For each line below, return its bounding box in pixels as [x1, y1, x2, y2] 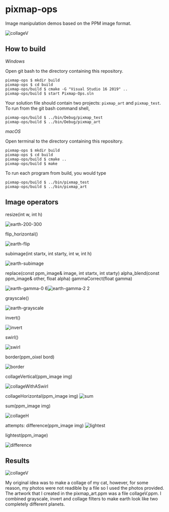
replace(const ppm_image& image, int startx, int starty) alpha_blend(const [5, 270, 159, 276]
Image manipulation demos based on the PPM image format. [5, 20, 132, 26]
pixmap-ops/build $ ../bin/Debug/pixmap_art [5, 119, 101, 124]
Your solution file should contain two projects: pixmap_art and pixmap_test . [5, 100, 161, 106]
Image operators [5, 198, 59, 207]
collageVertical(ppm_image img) [5, 373, 72, 380]
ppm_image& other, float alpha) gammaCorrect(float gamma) [5, 275, 133, 282]
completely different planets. [5, 501, 65, 507]
